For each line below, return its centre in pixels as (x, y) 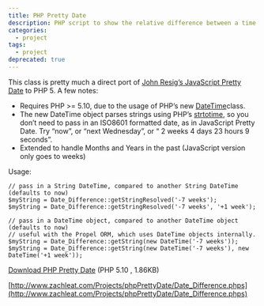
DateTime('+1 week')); (45, 255)
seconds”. (36, 139)
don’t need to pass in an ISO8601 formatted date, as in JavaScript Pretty (137, 123)
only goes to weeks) (53, 156)
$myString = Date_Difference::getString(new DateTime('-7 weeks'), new (128, 248)
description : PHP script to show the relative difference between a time (132, 23)
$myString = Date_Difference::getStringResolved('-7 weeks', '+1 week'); (132, 206)
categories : (28, 30)
